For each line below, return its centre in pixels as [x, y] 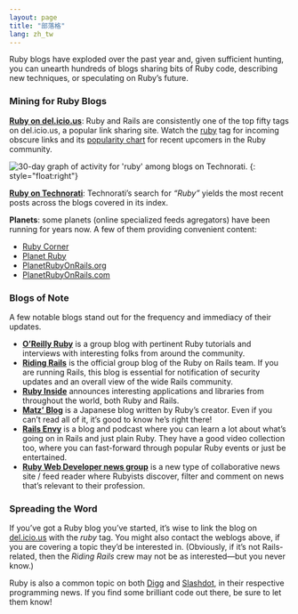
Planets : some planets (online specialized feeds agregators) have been [140, 220]
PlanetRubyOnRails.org [64, 265]
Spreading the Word [53, 508]
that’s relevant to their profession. [84, 485]
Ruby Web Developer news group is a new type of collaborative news [151, 466]
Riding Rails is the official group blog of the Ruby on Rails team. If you [150, 362]
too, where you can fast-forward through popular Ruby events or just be [154, 448]
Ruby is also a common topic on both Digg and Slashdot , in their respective [147, 583]
